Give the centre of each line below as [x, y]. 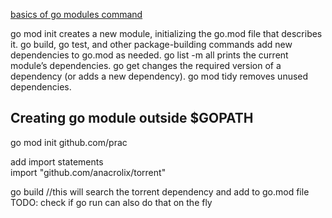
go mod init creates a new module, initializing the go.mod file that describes [166, 33]
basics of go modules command [76, 14]
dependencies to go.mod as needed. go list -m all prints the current [149, 55]
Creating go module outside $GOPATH [132, 118]
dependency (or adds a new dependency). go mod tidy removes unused [159, 76]
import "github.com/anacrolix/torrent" [88, 172]
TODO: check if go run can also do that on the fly [111, 202]
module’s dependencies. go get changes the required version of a [146, 65]
